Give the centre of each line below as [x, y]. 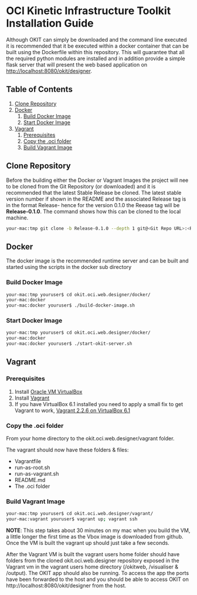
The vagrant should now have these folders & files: [67, 450]
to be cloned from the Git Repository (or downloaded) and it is [81, 186]
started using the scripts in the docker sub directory [69, 267]
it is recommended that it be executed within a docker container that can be [98, 46]
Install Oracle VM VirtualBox [48, 391]
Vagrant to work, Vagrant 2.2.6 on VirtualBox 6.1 [72, 410]
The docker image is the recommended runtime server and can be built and [97, 261]
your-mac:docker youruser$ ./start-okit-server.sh [69, 344]
